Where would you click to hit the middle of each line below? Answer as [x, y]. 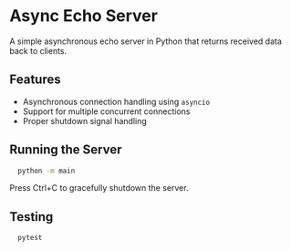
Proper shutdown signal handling [85, 120]
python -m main [47, 171]
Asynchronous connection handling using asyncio [116, 101]
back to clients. [38, 50]
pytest [30, 238]
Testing [31, 217]
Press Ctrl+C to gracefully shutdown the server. [99, 188]
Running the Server [66, 150]
